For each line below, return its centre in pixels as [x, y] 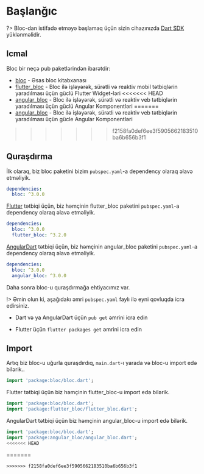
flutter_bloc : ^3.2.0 [39, 235]
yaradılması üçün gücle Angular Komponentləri [74, 119]
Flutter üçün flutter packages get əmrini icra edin [78, 329]
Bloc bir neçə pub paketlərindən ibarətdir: [58, 68]
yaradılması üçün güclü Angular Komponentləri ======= [87, 106]
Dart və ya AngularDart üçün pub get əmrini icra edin [81, 317]
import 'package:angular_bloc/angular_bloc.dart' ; [72, 437]
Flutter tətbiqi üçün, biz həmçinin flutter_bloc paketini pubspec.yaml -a [93, 206]
